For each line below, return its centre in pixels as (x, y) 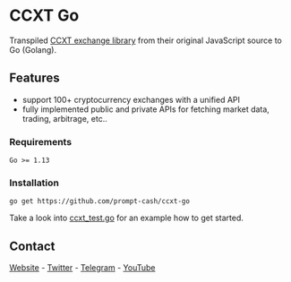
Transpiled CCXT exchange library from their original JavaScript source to (145, 40)
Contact (32, 246)
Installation (34, 183)
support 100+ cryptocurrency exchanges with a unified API (131, 99)
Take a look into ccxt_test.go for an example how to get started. (127, 218)
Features (34, 78)
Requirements (41, 141)
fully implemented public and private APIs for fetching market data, (146, 109)
